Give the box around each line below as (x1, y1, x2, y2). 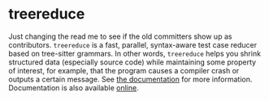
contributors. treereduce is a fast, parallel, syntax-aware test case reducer (8, 40, 258, 49)
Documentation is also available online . (8, 82, 140, 93)
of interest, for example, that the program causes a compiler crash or (8, 65, 240, 75)
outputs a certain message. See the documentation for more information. (8, 74, 253, 84)
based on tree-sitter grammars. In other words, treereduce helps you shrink (8, 48, 262, 58)
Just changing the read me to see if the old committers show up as (8, 31, 232, 41)
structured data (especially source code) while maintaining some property (8, 57, 257, 67)
